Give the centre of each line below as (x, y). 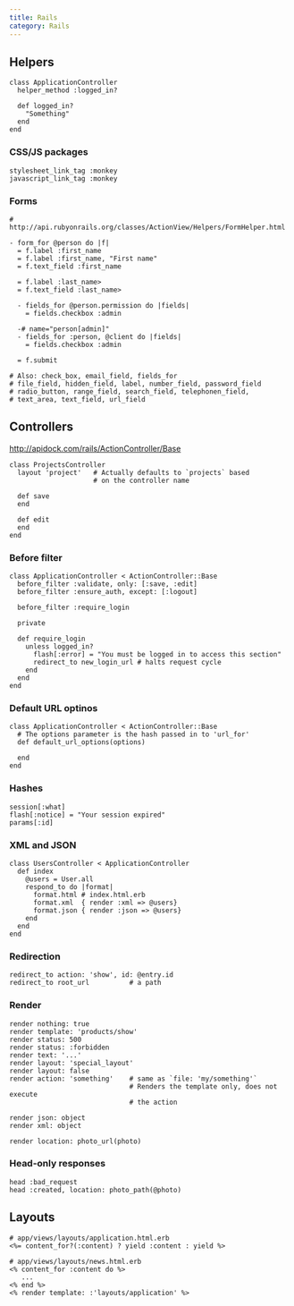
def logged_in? (46, 106)
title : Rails (34, 17)
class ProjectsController (57, 465)
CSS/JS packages (49, 152)
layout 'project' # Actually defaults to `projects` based (134, 472)
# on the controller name (142, 480)
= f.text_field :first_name (70, 266)
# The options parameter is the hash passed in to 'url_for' (134, 734)
